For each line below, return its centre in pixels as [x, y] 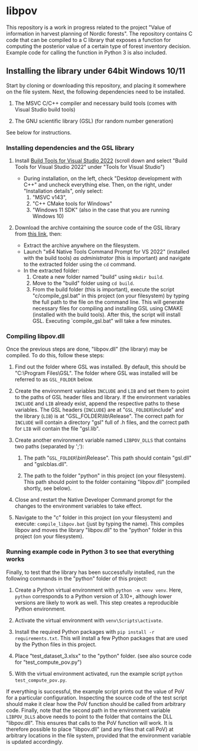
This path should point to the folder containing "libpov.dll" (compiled [107, 482]
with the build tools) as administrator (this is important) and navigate [107, 258]
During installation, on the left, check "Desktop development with [103, 178]
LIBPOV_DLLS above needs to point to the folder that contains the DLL [89, 716]
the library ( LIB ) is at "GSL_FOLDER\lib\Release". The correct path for [99, 416]
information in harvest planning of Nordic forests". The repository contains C [99, 33]
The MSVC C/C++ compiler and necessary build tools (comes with [96, 103]
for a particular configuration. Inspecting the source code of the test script [97, 698]
